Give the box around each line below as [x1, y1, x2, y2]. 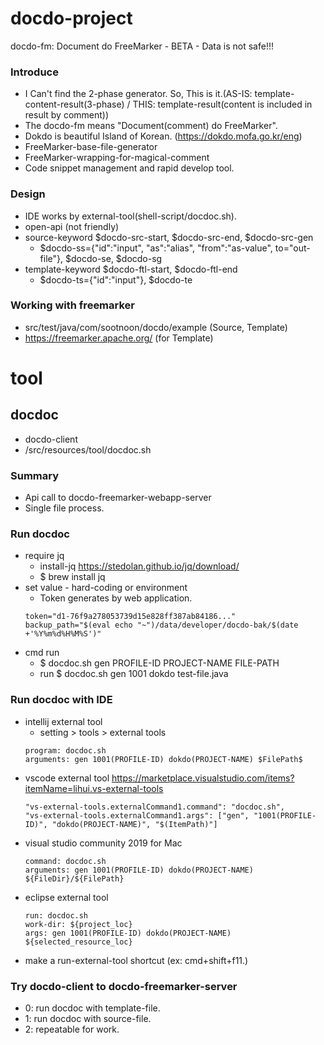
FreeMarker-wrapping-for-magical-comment [24, 152, 210, 164]
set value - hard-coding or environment [24, 582, 188, 594]
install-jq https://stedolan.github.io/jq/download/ [39, 560, 240, 572]
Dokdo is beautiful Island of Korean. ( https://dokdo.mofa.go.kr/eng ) [24, 130, 303, 142]
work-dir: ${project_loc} [24, 919, 133, 929]
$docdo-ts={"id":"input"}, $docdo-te [39, 273, 193, 286]
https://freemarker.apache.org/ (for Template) [24, 332, 214, 344]
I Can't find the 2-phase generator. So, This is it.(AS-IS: [24, 88, 253, 100]
